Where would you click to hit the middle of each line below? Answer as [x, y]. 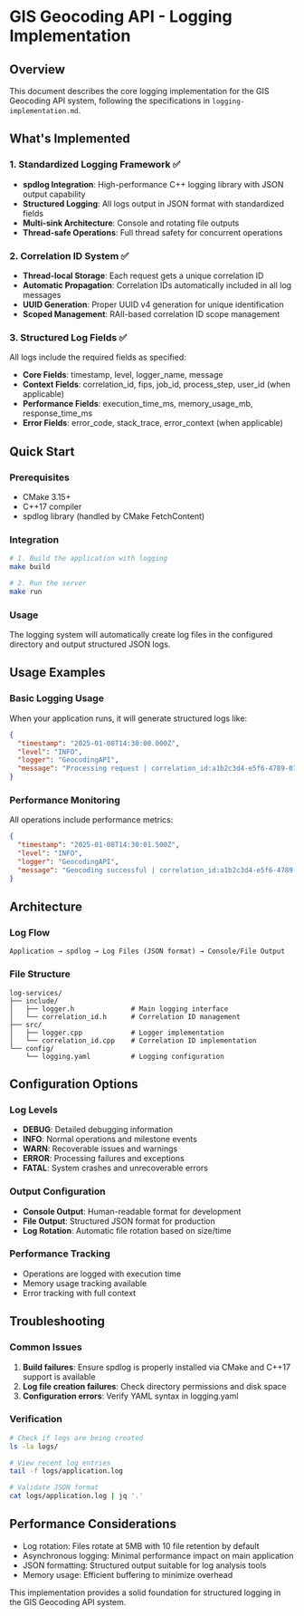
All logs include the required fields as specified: [98, 357]
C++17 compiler [52, 506]
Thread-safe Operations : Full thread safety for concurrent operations [152, 232]
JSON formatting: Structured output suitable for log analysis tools [144, 1565]
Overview [38, 69]
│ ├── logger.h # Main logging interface [119, 1009]
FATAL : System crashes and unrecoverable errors [115, 1168]
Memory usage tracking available [85, 1283]
